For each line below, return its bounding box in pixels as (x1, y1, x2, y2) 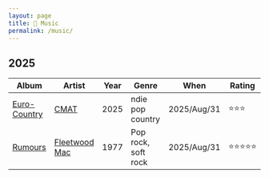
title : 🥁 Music (8, 19, 59, 27)
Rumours (12, 142, 46, 153)
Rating (229, 80, 255, 91)
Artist (62, 80, 86, 91)
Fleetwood (54, 137, 94, 148)
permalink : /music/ (8, 26, 74, 34)
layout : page (8, 11, 52, 20)
